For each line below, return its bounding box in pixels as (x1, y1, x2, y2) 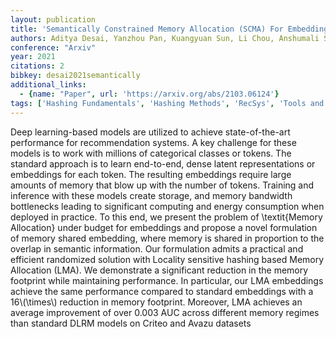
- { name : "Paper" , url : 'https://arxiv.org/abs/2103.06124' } (19, 89, 280, 99)
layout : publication (10, 14, 97, 25)
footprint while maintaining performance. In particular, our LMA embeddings (10, 274, 324, 286)
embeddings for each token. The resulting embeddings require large (10, 168, 292, 180)
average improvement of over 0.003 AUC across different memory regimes (10, 306, 320, 318)
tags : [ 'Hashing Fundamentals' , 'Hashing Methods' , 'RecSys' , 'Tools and (10, 98, 325, 108)
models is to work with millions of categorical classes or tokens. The (10, 147, 292, 159)
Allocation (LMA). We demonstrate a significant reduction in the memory (10, 264, 309, 276)
